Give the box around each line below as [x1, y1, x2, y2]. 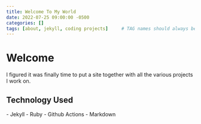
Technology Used [6, 95, 74, 105]
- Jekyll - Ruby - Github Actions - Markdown [6, 111, 116, 117]
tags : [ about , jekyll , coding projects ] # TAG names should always [6, 25, 188, 32]
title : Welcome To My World [6, 8, 77, 15]
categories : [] [6, 20, 44, 26]
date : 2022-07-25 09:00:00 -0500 [6, 14, 90, 20]
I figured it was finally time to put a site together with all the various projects [6, 71, 193, 78]
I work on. [6, 77, 31, 84]
